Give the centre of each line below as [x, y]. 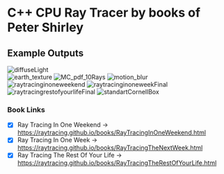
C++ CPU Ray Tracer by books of [104, 13]
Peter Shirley [46, 27]
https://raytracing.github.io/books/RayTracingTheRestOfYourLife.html [117, 163]
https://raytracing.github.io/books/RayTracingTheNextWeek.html [110, 148]
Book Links [26, 110]
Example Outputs [46, 53]
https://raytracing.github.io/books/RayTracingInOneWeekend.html [112, 132]
